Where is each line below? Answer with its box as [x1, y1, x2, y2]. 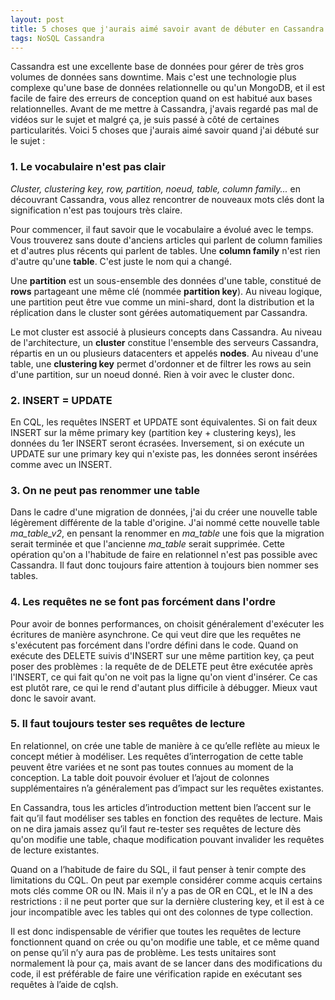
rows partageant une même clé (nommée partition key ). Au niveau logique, [10, 285, 323, 297]
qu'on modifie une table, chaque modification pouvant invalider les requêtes [10, 833, 325, 845]
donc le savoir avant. [10, 692, 97, 704]
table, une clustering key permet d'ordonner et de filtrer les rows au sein [10, 357, 312, 370]
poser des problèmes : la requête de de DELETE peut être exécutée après [10, 660, 313, 672]
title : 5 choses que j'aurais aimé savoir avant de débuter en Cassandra [10, 24, 325, 34]
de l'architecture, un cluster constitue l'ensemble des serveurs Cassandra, [10, 336, 319, 348]
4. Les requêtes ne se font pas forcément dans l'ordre [10, 595, 276, 609]
